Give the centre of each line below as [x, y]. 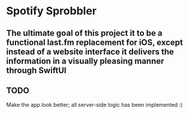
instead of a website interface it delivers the [90, 52]
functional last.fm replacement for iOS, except [94, 42]
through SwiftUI [36, 70]
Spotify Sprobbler [52, 11]
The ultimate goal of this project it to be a [84, 33]
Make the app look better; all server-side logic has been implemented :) [94, 105]
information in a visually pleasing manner [85, 61]
